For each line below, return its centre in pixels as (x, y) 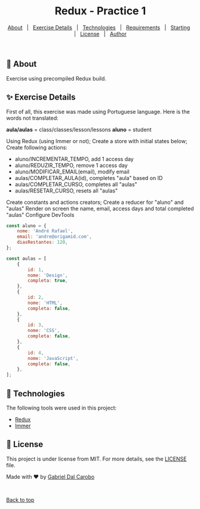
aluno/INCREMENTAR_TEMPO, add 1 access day (74, 159)
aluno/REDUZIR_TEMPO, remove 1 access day (71, 165)
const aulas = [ (26, 258)
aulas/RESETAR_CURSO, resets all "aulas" (66, 190)
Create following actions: (37, 147)
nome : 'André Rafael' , (45, 231)
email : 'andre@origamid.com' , (55, 237)
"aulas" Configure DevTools (40, 215)
